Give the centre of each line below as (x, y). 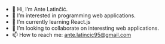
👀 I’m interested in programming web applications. (74, 15)
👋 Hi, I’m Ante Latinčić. (39, 9)
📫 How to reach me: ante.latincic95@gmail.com (71, 35)
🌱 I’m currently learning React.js (51, 22)
